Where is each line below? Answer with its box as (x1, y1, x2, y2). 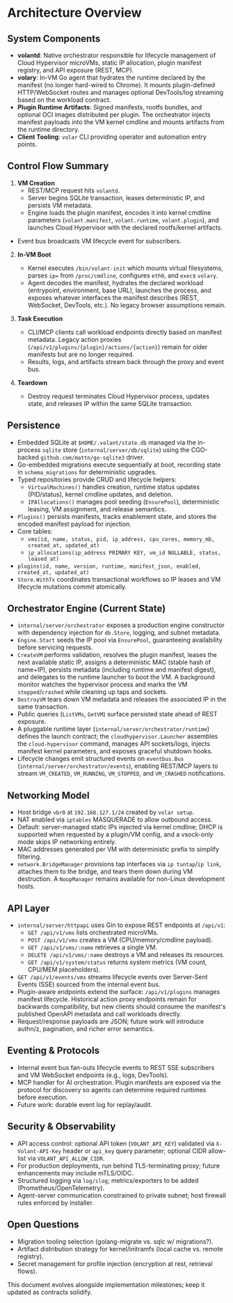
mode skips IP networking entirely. (17, 838, 117, 846)
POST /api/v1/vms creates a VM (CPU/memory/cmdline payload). (27, 936, 214, 944)
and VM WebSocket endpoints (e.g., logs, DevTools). (17, 1071, 169, 1079)
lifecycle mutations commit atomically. (17, 582, 127, 591)
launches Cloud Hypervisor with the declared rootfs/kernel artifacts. (27, 223, 223, 232)
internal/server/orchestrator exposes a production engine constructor (17, 621, 225, 629)
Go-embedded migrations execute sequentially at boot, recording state (17, 460, 221, 469)
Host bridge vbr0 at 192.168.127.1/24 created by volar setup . (17, 808, 195, 817)
